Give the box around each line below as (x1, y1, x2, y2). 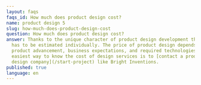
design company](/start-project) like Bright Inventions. (11, 59, 160, 65)
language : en (6, 70, 39, 76)
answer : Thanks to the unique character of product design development (6, 37, 188, 42)
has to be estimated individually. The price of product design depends (11, 42, 197, 48)
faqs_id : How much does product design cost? (6, 14, 121, 20)
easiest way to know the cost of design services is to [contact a (11, 53, 184, 59)
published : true (6, 64, 47, 71)
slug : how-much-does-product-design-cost (6, 25, 111, 32)
